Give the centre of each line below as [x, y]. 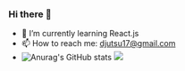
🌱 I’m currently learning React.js [80, 34]
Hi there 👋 [30, 14]
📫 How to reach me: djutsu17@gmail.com [98, 43]
